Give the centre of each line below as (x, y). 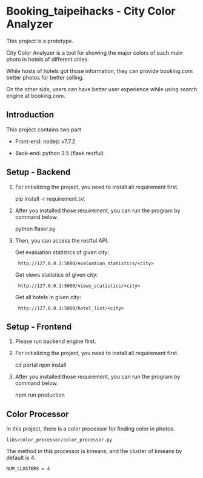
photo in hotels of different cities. (48, 59)
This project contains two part (44, 130)
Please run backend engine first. (56, 341)
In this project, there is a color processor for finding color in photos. (91, 429)
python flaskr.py (35, 229)
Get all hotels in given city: (48, 297)
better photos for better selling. (45, 77)
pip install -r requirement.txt (50, 198)
